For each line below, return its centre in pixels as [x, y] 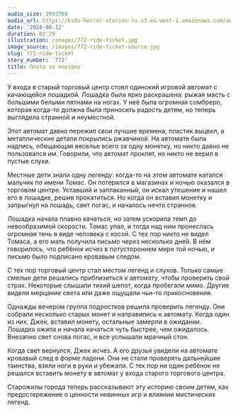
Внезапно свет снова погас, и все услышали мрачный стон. [98, 336]
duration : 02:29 [31, 34]
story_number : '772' [38, 60]
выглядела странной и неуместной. [61, 117]
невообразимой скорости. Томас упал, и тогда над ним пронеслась [110, 226]
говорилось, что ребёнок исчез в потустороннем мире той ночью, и [111, 248]
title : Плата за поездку [44, 67]
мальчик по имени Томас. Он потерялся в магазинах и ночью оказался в [119, 182]
